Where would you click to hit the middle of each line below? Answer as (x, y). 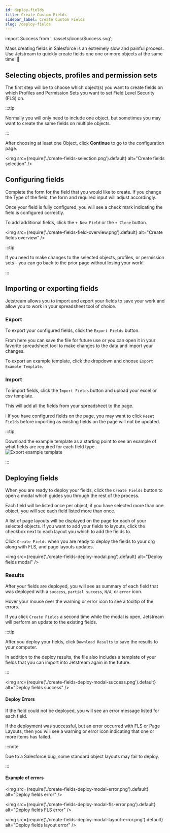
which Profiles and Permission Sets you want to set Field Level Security (80, 93)
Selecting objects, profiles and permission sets (81, 75)
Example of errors (25, 778)
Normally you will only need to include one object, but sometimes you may (83, 118)
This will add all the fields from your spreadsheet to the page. (69, 406)
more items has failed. (28, 736)
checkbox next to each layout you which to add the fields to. (69, 532)
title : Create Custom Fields (36, 15)
